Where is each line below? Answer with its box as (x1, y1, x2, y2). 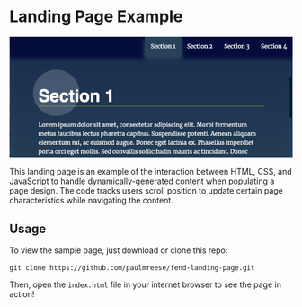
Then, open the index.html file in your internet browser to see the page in (9, 279, 281, 290)
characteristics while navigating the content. (9, 195, 173, 206)
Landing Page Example (9, 6, 183, 27)
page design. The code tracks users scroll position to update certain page (9, 185, 283, 196)
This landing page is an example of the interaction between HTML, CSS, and (9, 167, 292, 177)
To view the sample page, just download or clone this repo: (9, 245, 228, 256)
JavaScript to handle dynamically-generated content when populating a (9, 176, 275, 186)
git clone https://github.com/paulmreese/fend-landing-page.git (9, 264, 255, 273)
